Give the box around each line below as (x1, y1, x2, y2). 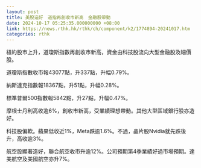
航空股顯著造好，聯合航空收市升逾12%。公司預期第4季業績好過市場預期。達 (6, 148, 195, 155)
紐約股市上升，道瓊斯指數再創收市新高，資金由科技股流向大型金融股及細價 (6, 49, 191, 56)
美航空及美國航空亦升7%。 (6, 155, 73, 163)
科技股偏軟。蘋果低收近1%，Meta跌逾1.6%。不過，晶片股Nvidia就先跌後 (6, 128, 187, 135)
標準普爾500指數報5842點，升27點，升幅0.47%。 (6, 95, 132, 102)
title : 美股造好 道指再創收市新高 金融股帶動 (6, 14, 111, 20)
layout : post (6, 8, 39, 15)
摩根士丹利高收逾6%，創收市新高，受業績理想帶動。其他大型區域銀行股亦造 (6, 107, 195, 114)
